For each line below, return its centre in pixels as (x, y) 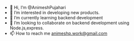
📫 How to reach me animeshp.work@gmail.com (58, 33)
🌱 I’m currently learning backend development (56, 18)
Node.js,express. (27, 28)
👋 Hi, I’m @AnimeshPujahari (38, 7)
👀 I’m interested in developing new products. (55, 13)
